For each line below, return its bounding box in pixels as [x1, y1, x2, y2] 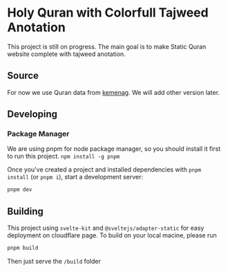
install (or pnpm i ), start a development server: [7, 173, 144, 181]
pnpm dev [7, 186, 32, 193]
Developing [7, 109, 57, 120]
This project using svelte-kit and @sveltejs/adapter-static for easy [7, 224, 205, 233]
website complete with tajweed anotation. [7, 50, 126, 58]
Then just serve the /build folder [7, 257, 102, 265]
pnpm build [7, 244, 39, 252]
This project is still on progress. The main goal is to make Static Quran [7, 42, 207, 51]
